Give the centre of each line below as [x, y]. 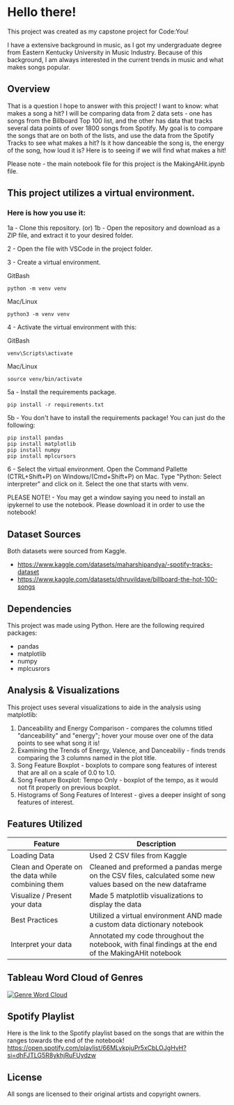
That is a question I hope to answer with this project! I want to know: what [113, 106]
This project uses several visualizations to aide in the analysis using [104, 707]
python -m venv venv [37, 289]
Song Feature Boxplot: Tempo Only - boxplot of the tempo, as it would [117, 780]
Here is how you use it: [46, 213]
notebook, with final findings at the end [153, 944]
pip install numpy [34, 450]
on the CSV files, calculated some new [153, 875]
